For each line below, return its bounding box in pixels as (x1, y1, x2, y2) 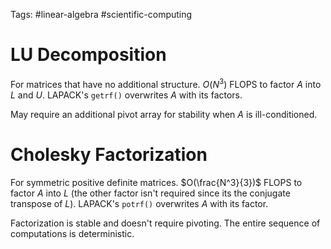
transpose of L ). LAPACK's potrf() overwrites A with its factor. (10, 197, 269, 209)
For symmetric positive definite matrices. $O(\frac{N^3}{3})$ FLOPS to (10, 176, 303, 188)
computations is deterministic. (10, 227, 135, 239)
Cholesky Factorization (10, 143, 208, 166)
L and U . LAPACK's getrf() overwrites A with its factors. (10, 89, 243, 101)
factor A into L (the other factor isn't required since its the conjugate (10, 187, 291, 199)
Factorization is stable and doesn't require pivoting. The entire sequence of (10, 217, 321, 229)
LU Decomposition (10, 44, 167, 66)
